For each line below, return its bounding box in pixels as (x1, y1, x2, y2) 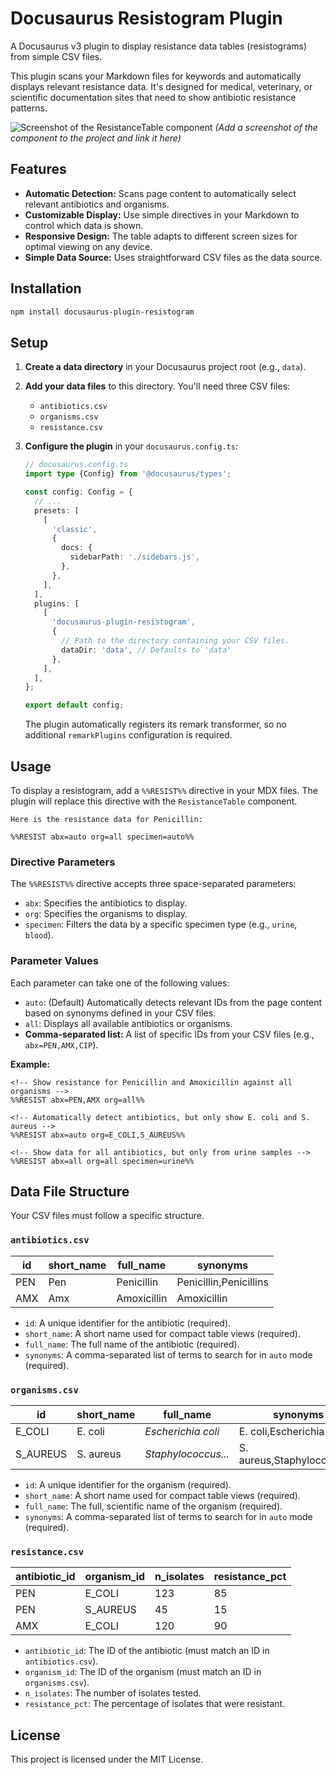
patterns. (10, 102, 48, 114)
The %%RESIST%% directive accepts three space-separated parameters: (10, 878, 297, 890)
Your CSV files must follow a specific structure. (10, 1210, 205, 1222)
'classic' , (51, 524, 98, 534)
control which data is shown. (24, 219, 144, 231)
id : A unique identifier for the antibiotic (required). (24, 1317, 232, 1329)
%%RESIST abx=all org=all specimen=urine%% (10, 1156, 195, 1166)
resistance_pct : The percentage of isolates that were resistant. (24, 1698, 286, 1710)
